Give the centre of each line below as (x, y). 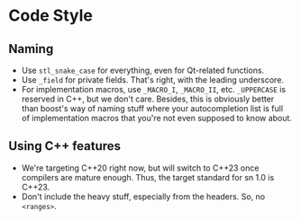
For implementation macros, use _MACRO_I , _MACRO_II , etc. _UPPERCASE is (153, 89)
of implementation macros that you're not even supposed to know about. (156, 118)
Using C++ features (65, 146)
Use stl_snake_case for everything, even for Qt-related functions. (143, 70)
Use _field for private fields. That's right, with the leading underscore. (153, 80)
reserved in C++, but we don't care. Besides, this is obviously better (148, 99)
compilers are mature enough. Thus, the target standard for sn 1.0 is (148, 177)
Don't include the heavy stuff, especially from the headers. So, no (143, 196)
